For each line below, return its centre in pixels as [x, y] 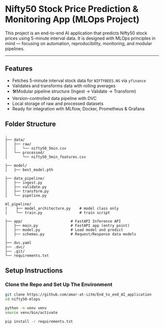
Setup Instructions [34, 270]
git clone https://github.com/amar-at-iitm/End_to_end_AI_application [78, 295]
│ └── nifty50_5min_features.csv [46, 157]
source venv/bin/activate [31, 312]
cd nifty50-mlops [23, 299]
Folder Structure [31, 124]
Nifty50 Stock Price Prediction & [72, 9]
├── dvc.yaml [18, 243]
